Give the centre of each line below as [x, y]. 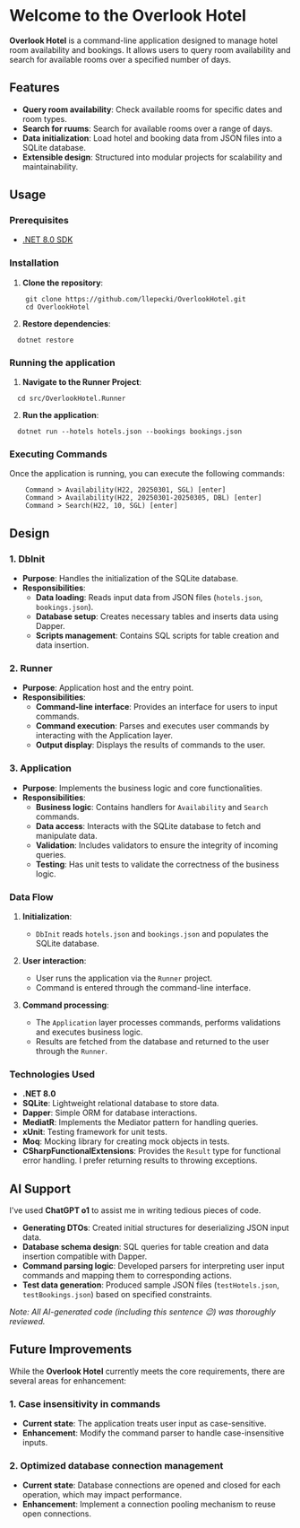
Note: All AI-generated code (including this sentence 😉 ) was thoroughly [142, 1312]
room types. [44, 118]
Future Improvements [71, 1350]
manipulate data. [67, 835]
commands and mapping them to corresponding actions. [127, 1276]
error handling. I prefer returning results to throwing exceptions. [140, 1161]
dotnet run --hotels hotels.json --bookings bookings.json [130, 432]
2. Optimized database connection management [116, 1466]
